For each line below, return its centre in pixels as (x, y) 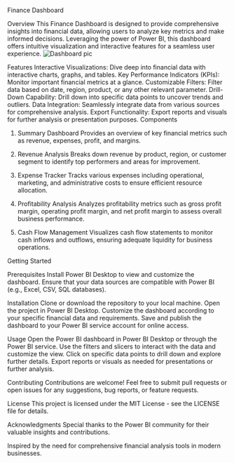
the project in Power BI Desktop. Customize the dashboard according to (111, 311)
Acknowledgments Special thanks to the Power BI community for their (108, 425)
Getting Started (29, 261)
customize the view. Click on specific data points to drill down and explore (114, 354)
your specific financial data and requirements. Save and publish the (104, 318)
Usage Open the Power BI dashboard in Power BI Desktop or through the (112, 339)
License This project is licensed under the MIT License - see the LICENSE (113, 404)
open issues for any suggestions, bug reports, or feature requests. (103, 390)
